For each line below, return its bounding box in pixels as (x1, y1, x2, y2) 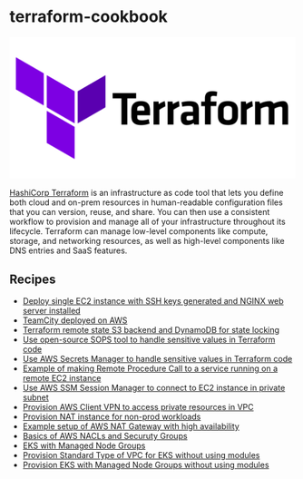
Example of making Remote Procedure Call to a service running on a (22, 363, 279, 374)
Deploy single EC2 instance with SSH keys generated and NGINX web (22, 296, 284, 307)
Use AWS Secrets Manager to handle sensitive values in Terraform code (22, 354, 293, 365)
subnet (22, 392, 50, 403)
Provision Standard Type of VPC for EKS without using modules (22, 450, 260, 461)
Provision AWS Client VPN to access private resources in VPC (22, 402, 254, 413)
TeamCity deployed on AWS (22, 315, 128, 326)
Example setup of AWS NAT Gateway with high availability (22, 421, 240, 432)
